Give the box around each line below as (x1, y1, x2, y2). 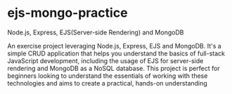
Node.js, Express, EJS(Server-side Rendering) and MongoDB (7, 28, 184, 36)
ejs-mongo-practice (7, 5, 128, 21)
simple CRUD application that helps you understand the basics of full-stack (7, 49, 225, 58)
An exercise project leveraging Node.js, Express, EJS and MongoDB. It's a (7, 41, 221, 50)
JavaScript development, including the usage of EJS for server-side (7, 56, 204, 65)
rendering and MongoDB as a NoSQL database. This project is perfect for (7, 64, 220, 72)
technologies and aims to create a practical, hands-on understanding (7, 79, 207, 87)
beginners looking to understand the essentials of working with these (7, 72, 208, 80)
